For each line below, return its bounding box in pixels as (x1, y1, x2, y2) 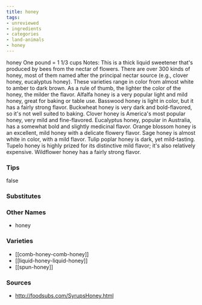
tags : (6, 14, 20, 20)
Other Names (6, 208, 46, 217)
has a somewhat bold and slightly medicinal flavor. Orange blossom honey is (6, 123, 197, 130)
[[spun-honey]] (14, 263, 53, 271)
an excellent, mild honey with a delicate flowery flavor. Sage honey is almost (6, 129, 196, 136)
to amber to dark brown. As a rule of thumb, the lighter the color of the (6, 84, 181, 91)
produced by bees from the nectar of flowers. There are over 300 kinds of (6, 65, 191, 72)
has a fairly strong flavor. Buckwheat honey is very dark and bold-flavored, (6, 103, 192, 111)
